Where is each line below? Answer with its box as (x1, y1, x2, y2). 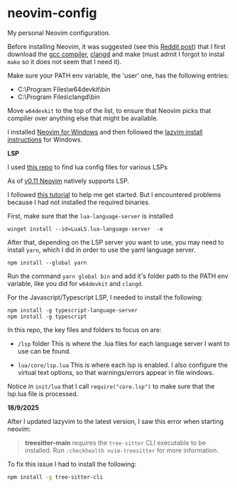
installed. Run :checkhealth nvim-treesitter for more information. (24, 446, 219, 455)
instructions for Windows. (7, 135, 83, 144)
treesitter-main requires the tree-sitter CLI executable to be (24, 438, 206, 447)
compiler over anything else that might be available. (7, 114, 158, 122)
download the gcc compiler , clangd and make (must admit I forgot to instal (7, 50, 225, 58)
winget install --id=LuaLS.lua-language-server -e (7, 226, 163, 233)
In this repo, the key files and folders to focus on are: (7, 325, 162, 334)
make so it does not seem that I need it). (7, 57, 122, 65)
